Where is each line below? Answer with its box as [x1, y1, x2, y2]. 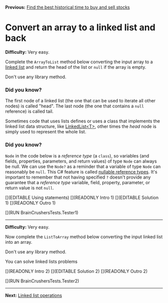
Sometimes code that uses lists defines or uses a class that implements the [5, 118, 160, 124]
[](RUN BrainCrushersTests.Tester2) [5, 278, 79, 284]
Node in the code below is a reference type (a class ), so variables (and [5, 153, 149, 159]
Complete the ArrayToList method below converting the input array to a [5, 59, 153, 65]
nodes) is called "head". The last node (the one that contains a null [5, 103, 144, 109]
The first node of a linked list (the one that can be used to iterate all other [5, 98, 156, 104]
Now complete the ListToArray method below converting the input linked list [5, 233, 163, 240]
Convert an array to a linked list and [5, 22, 156, 33]
